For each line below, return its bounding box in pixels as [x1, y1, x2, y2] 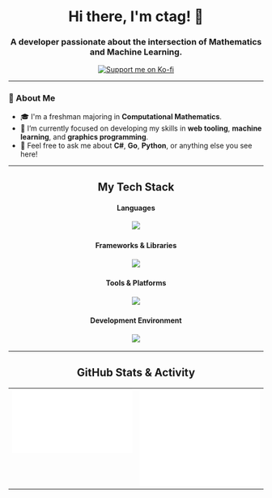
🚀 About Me [8, 92, 56, 104]
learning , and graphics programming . [19, 131, 149, 141]
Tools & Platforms [105, 278, 167, 288]
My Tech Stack [97, 180, 175, 194]
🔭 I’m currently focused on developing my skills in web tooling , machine [19, 123, 262, 133]
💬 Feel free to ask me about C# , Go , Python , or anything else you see [19, 140, 253, 150]
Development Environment [90, 316, 182, 325]
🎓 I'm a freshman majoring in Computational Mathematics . [19, 111, 223, 121]
